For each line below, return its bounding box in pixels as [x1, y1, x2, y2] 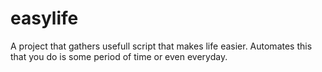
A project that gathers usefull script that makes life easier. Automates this [10, 40, 313, 52]
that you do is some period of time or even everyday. [10, 50, 228, 62]
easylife [10, 7, 79, 30]
